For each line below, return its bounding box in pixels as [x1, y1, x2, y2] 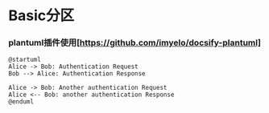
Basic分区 [8, 6, 75, 25]
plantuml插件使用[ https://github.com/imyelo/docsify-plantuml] [8, 37, 262, 48]
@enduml [8, 98, 35, 106]
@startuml [8, 56, 42, 64]
